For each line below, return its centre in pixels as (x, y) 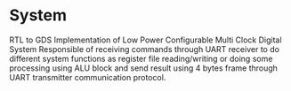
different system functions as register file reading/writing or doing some (141, 58)
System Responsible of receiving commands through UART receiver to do (145, 49)
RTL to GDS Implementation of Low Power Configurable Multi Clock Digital (145, 40)
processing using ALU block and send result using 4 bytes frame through (144, 68)
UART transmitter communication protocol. (88, 77)
